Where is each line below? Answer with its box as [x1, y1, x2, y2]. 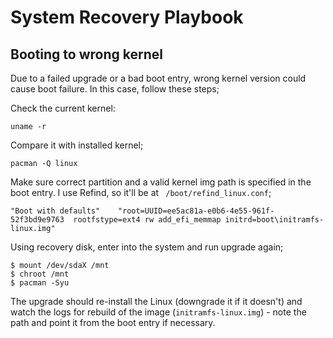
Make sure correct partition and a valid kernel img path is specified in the [10, 176, 312, 188]
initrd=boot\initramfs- [224, 215, 325, 225]
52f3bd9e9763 [10, 215, 65, 225]
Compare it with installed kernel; [10, 139, 144, 151]
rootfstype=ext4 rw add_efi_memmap [73, 215, 222, 225]
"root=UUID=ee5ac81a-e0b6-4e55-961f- [117, 206, 275, 216]
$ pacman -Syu [10, 278, 70, 288]
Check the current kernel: [10, 102, 116, 114]
